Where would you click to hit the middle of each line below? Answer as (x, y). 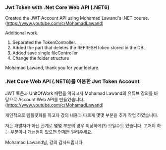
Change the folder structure (41, 58)
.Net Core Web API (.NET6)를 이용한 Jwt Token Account (72, 81)
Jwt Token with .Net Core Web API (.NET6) (57, 7)
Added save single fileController (45, 53)
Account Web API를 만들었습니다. (51, 99)
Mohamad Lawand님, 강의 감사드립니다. (45, 142)
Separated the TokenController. (44, 42)
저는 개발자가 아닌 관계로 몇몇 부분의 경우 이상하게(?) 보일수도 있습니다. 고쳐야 (81, 125)
